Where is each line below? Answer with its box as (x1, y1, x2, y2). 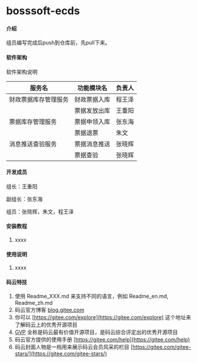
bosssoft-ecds (6, 4, 80, 18)
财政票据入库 (74, 95, 111, 103)
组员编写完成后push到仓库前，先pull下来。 (6, 39, 111, 46)
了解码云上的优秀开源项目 (14, 321, 78, 329)
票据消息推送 (74, 139, 111, 148)
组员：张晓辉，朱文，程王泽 (6, 208, 74, 215)
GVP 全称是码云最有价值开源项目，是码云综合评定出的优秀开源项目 (14, 329, 178, 336)
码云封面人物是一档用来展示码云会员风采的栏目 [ (14, 343, 133, 351)
